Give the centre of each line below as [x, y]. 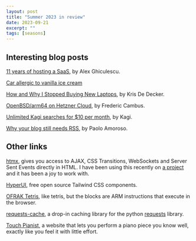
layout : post [22, 11]
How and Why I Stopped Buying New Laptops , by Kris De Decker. [85, 94]
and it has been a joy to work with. [48, 173]
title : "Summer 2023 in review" [46, 17]
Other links [27, 147]
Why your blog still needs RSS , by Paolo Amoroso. [67, 128]
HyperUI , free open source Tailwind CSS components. [72, 185]
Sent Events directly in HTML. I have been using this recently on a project [95, 167]
